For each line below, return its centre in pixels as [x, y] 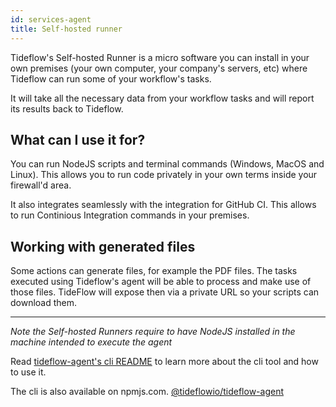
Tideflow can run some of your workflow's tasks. [111, 78]
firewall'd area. [41, 185]
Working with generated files [103, 246]
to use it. [28, 372]
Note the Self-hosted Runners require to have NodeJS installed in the [153, 332]
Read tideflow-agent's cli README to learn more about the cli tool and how [164, 362]
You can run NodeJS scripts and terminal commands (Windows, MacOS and [167, 164]
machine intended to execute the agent [91, 342]
